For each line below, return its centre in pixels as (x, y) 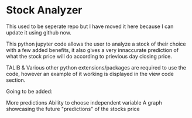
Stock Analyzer (44, 10)
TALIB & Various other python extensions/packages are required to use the (96, 67)
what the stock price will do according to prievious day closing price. (89, 56)
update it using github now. (39, 32)
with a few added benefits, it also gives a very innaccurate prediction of (92, 50)
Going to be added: (29, 91)
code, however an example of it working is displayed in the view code (90, 74)
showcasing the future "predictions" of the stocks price (73, 109)
